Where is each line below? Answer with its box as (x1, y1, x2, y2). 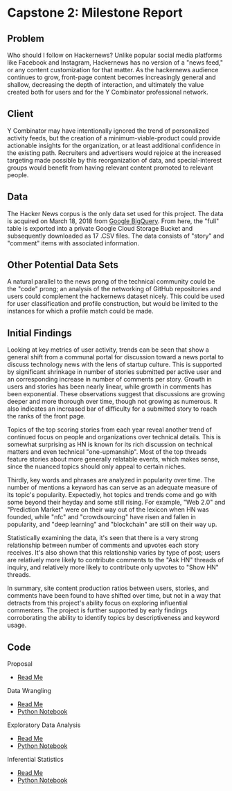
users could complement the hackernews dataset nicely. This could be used (7, 292, 225, 300)
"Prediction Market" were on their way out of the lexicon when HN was (7, 505, 209, 514)
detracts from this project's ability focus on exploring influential (7, 599, 188, 607)
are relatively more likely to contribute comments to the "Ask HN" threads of (7, 556, 224, 564)
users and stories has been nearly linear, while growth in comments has (7, 382, 212, 391)
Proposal (7, 660, 33, 668)
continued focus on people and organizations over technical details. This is (7, 433, 222, 441)
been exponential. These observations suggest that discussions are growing (7, 390, 225, 398)
